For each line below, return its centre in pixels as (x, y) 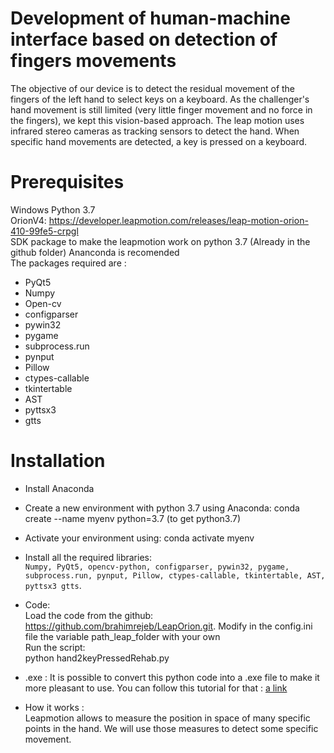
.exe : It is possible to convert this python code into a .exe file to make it (172, 677)
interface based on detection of (144, 39)
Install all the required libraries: (88, 557)
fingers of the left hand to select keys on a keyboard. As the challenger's (160, 99)
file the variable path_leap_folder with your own (122, 636)
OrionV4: (28, 220)
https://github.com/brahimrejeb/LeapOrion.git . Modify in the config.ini (168, 626)
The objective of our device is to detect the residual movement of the (153, 88)
